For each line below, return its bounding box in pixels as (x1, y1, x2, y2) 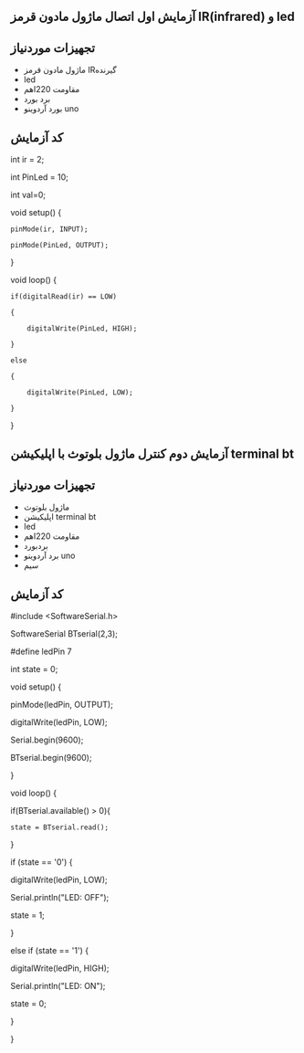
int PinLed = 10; (10, 172, 69, 183)
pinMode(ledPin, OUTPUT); (10, 700, 113, 711)
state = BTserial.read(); (10, 823, 109, 832)
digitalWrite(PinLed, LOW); (26, 388, 133, 397)
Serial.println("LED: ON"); (10, 981, 106, 992)
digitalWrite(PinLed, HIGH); (26, 324, 138, 333)
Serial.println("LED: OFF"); (10, 892, 110, 903)
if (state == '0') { (10, 857, 73, 868)
